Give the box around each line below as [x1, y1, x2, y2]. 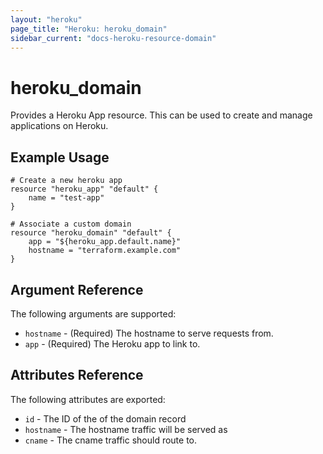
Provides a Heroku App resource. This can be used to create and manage [10, 109, 313, 121]
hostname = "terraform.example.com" [28, 246, 182, 256]
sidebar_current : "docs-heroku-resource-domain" [10, 33, 217, 43]
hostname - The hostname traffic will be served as [24, 423, 228, 435]
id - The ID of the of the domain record [24, 412, 187, 425]
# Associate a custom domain [10, 219, 132, 230]
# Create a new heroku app [10, 176, 123, 186]
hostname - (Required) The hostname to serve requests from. [24, 327, 274, 339]
